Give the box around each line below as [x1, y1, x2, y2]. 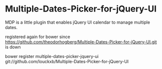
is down [5, 44, 21, 50]
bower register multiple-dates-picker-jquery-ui [5, 53, 99, 59]
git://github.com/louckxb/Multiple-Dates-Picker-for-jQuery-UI [5, 58, 129, 64]
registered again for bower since [5, 34, 71, 40]
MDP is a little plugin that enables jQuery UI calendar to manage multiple [5, 19, 150, 25]
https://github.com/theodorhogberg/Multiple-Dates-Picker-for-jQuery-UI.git [5, 39, 157, 44]
